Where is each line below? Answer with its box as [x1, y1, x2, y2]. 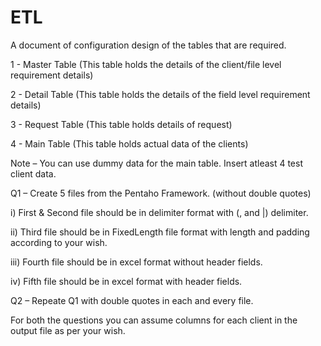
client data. [10, 167, 57, 180]
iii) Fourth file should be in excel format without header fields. [10, 256, 263, 268]
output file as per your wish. [10, 324, 126, 336]
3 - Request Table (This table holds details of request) [10, 118, 233, 130]
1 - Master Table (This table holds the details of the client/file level [10, 58, 282, 70]
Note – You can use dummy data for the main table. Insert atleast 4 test [10, 157, 304, 169]
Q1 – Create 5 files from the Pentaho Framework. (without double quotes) [10, 187, 312, 199]
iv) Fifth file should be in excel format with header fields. [10, 275, 243, 287]
